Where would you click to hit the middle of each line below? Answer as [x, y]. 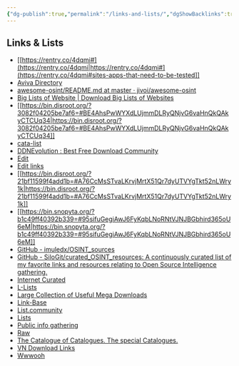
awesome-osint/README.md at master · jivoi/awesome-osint [107, 91]
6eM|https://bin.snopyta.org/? [61, 227]
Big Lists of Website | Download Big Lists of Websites [95, 98]
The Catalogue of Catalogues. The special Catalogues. [97, 340]
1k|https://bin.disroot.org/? [56, 189]
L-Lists [27, 288]
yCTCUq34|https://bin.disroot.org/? [69, 121]
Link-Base [32, 303]
